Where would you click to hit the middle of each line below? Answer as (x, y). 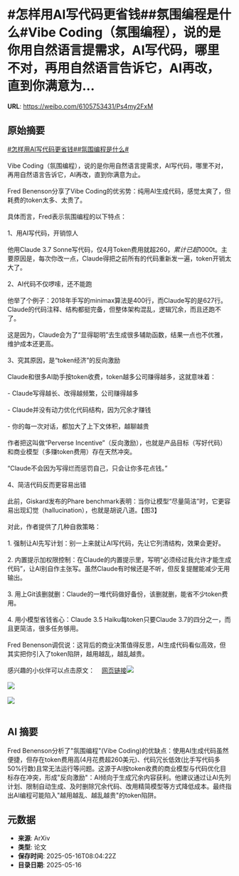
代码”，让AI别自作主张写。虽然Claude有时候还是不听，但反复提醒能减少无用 (119, 568)
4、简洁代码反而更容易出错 (47, 484)
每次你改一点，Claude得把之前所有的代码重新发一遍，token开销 (132, 258)
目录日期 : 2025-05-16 (49, 865)
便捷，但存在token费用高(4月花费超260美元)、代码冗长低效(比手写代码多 (114, 759)
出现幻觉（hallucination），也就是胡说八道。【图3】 (87, 510)
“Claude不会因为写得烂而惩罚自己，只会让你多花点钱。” (87, 468)
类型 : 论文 (32, 847)
